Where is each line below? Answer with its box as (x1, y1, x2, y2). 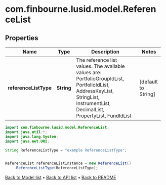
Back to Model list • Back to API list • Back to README (5, 175, 116, 181)
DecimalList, (76, 106, 105, 113)
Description (91, 48, 120, 55)
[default (139, 78, 158, 85)
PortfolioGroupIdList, (76, 75, 124, 82)
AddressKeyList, (76, 88, 114, 94)
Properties (5, 34, 39, 42)
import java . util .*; (5, 130, 48, 135)
